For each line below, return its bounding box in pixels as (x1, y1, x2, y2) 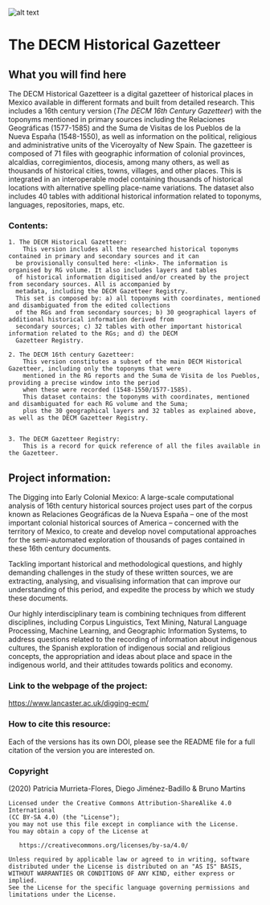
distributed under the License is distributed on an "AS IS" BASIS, (8, 862, 243, 870)
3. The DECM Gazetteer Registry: (8, 435, 121, 444)
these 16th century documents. (8, 543, 112, 554)
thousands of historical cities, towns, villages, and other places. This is (8, 166, 243, 175)
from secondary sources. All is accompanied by (8, 281, 171, 289)
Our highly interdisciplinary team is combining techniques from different (8, 609, 247, 619)
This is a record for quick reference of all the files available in (22, 442, 261, 450)
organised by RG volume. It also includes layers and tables (8, 266, 218, 275)
